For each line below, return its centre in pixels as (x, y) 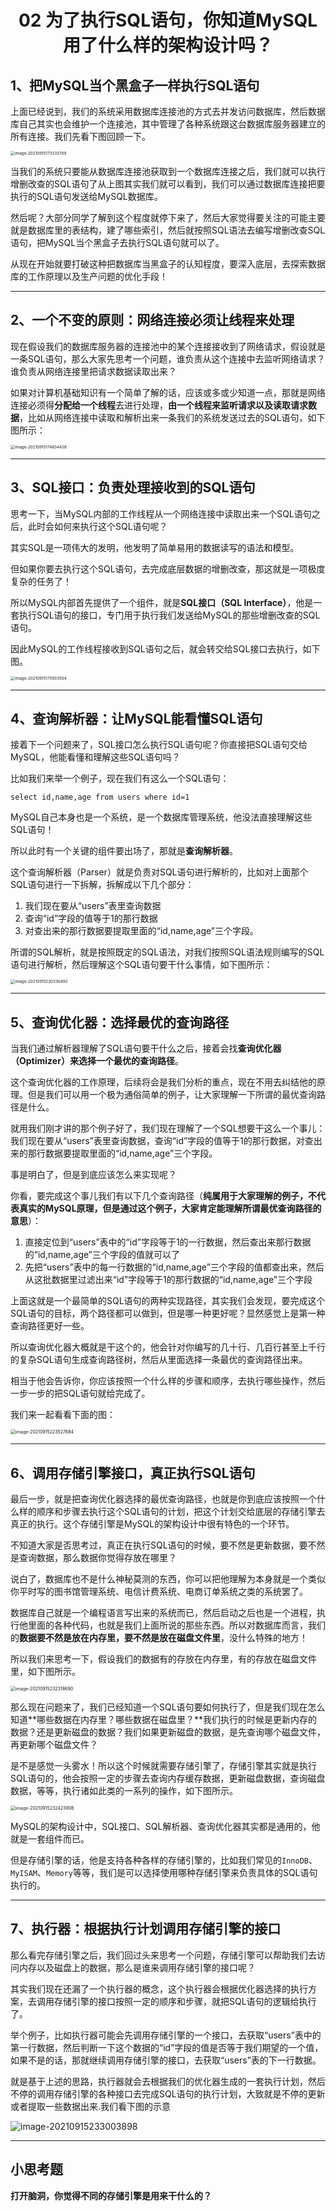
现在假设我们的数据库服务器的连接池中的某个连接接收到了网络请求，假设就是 (168, 346)
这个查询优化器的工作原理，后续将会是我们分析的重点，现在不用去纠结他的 (163, 1082)
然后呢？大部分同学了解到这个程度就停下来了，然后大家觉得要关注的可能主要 (168, 217)
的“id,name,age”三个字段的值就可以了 (102, 1255)
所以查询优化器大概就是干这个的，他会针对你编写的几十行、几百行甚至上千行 (168, 1347)
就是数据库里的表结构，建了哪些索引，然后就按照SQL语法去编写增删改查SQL (168, 230)
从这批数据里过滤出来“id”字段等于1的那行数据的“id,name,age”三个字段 (168, 1280)
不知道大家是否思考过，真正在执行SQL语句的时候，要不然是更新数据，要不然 (168, 1545)
